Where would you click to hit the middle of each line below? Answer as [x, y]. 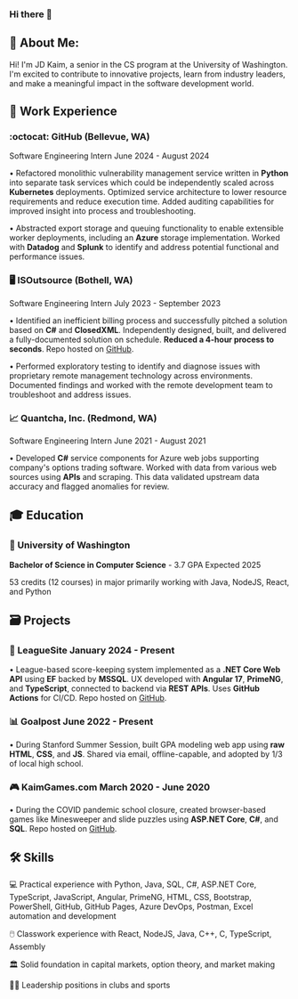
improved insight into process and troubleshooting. [103, 211]
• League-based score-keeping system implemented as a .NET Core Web [145, 670]
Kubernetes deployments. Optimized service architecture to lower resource [148, 192]
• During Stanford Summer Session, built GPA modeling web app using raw [147, 744]
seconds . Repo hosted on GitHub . [72, 349]
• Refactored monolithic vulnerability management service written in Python [149, 174]
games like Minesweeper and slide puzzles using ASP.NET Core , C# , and [144, 819]
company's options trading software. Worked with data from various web [143, 467]
